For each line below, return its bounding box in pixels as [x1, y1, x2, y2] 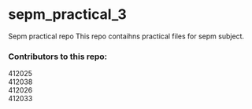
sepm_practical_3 [8, 5, 128, 24]
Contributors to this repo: [8, 51, 108, 62]
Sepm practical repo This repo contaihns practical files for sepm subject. [8, 31, 245, 41]
